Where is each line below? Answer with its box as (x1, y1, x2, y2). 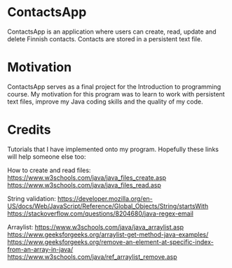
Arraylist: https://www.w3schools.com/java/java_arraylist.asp (7, 223, 184, 231)
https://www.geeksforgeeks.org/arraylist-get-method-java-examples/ (7, 230, 209, 239)
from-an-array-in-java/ (7, 245, 74, 253)
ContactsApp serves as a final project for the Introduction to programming (7, 82, 221, 91)
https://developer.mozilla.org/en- (57, 194, 153, 203)
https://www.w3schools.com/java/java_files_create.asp (7, 173, 167, 182)
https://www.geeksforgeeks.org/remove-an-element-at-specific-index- (7, 237, 214, 246)
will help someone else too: (7, 152, 86, 161)
